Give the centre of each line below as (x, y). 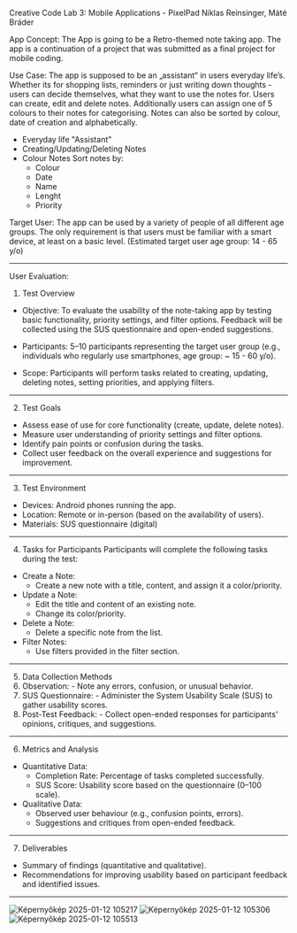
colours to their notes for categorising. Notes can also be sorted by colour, (145, 113)
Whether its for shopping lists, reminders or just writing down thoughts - (141, 85)
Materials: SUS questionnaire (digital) (90, 524)
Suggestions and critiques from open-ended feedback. (135, 823)
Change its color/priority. (80, 613)
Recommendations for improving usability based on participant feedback (155, 875)
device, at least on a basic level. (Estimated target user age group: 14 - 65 (144, 241)
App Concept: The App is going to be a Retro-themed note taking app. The (145, 39)
